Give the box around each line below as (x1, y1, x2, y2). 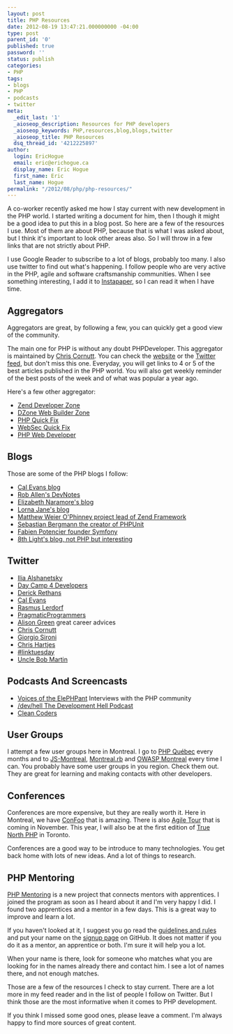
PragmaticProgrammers (17, 610, 86, 619)
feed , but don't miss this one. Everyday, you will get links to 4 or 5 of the (7, 359, 215, 368)
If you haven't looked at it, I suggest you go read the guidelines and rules (7, 926, 217, 934)
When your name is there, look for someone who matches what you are (7, 954, 213, 963)
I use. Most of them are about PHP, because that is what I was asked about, (7, 227, 225, 235)
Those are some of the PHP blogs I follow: (7, 469, 128, 478)
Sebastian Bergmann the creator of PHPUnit (17, 520, 144, 528)
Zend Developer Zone (17, 401, 80, 410)
